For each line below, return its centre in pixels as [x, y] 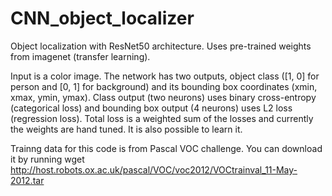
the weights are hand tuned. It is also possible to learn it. [126, 129]
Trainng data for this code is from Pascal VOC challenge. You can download [166, 148]
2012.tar [27, 180]
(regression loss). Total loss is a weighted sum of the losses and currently [162, 118]
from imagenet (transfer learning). [80, 56]
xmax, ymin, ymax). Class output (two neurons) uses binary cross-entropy [163, 97]
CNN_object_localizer [102, 18]
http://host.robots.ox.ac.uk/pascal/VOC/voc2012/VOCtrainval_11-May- [154, 169]
